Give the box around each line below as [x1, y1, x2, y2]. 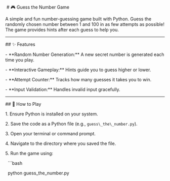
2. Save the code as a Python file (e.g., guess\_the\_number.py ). [5, 121, 138, 127]
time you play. [5, 57, 34, 63]
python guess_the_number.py [7, 170, 69, 176]
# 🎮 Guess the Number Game [6, 4, 70, 10]
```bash [7, 160, 23, 166]
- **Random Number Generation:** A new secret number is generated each [5, 51, 164, 57]
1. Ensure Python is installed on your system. [5, 111, 98, 117]
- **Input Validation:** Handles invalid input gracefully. [5, 86, 120, 93]
